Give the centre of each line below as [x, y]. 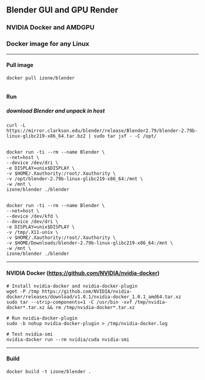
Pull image [20, 65]
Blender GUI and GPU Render [63, 10]
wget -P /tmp [23, 291]
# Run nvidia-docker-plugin [42, 318]
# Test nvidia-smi [30, 334]
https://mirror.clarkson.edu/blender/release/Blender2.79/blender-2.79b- [102, 131]
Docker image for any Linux [48, 44]
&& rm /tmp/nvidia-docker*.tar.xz [91, 307]
